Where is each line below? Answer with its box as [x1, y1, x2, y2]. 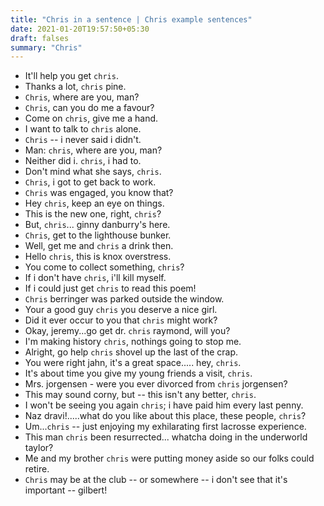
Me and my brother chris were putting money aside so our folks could [24, 452, 315, 465]
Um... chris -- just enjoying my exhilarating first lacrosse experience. [24, 421, 307, 433]
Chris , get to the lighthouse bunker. [24, 229, 172, 241]
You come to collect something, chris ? [24, 261, 185, 273]
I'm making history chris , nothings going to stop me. [24, 336, 242, 348]
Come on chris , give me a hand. [24, 112, 159, 125]
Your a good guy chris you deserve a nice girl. [24, 304, 218, 316]
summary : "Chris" [10, 42, 83, 53]
